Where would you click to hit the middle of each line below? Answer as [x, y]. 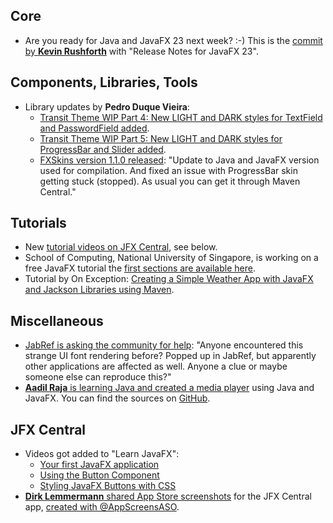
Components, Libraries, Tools [104, 82]
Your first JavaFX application [99, 465]
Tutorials [38, 223]
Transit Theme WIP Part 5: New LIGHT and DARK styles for [161, 138]
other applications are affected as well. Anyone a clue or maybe [156, 366]
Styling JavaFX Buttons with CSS [108, 486]
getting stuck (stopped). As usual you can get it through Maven [170, 181]
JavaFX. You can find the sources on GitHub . [117, 398]
